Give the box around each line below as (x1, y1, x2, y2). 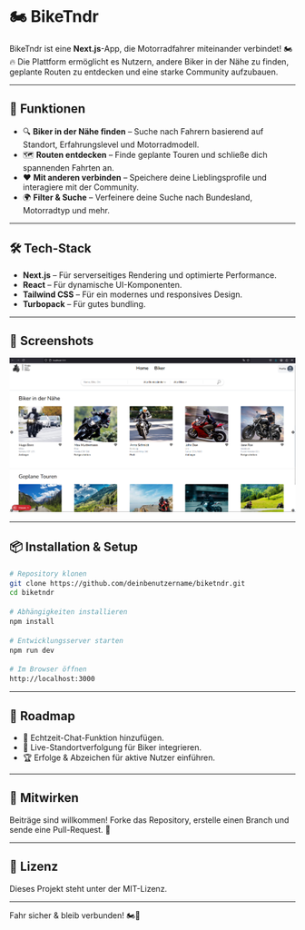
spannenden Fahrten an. (22, 162, 115, 173)
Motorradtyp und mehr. (22, 204, 111, 215)
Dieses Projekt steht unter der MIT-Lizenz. (9, 883, 168, 894)
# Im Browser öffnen (9, 665, 88, 674)
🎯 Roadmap (9, 708, 75, 724)
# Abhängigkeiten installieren (9, 608, 128, 617)
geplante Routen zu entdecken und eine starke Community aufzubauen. (9, 66, 279, 77)
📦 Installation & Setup (9, 539, 139, 555)
